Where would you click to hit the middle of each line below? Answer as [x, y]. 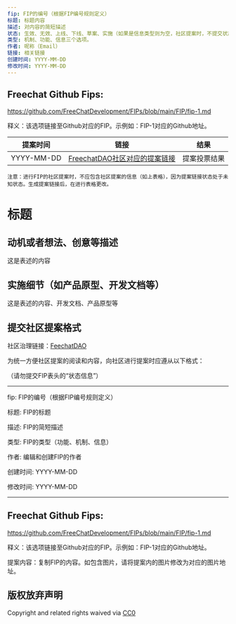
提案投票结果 [203, 159]
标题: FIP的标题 [29, 412]
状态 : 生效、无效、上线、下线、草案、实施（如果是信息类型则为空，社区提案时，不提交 [115, 33]
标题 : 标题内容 [26, 20]
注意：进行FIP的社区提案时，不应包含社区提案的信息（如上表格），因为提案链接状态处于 [115, 177]
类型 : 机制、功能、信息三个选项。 [50, 40]
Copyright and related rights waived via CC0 [71, 613]
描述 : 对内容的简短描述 [37, 27]
